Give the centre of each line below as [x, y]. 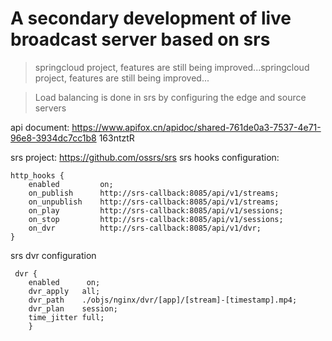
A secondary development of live [151, 18]
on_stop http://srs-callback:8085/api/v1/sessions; [156, 219]
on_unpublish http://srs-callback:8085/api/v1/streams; [154, 202]
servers [50, 108]
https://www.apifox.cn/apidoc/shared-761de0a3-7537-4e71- [196, 127]
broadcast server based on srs [140, 39]
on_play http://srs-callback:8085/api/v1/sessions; [156, 210]
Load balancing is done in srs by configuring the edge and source [170, 97]
